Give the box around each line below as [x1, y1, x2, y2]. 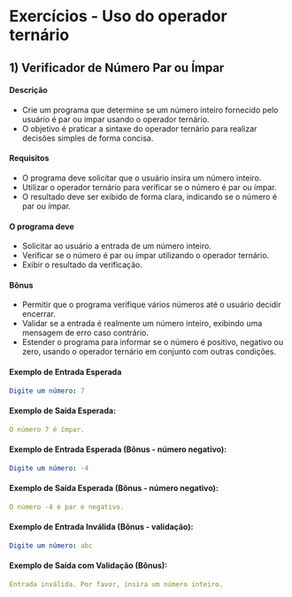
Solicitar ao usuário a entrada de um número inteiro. [21, 241, 212, 251]
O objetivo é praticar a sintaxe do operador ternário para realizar [21, 123, 257, 134]
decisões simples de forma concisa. [21, 133, 154, 143]
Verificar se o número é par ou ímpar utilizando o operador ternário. [21, 250, 270, 261]
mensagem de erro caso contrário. [21, 327, 149, 338]
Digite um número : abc [9, 541, 93, 550]
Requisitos [9, 153, 50, 164]
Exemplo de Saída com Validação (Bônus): [9, 560, 168, 571]
